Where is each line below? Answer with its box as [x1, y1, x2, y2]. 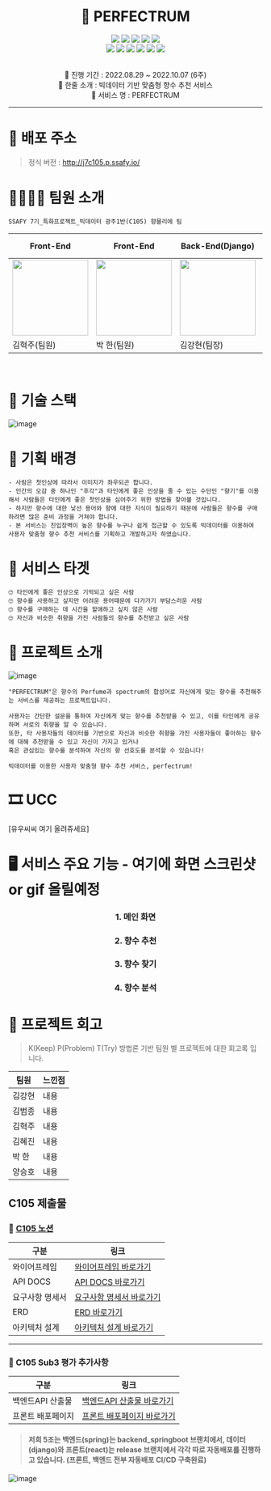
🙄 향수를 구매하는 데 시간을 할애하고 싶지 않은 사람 [8, 605, 159, 613]
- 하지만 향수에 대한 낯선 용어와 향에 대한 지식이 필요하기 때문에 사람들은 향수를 [8, 504, 244, 512]
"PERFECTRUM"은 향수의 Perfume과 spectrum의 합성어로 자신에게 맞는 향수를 [8, 688, 236, 696]
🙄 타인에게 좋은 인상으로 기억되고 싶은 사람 [8, 588, 135, 596]
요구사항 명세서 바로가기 [74, 1292, 161, 1303]
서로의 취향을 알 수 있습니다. [23, 720, 108, 729]
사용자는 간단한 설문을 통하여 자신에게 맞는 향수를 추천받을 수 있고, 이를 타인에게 [8, 712, 245, 720]
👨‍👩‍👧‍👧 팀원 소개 [8, 189, 105, 207]
